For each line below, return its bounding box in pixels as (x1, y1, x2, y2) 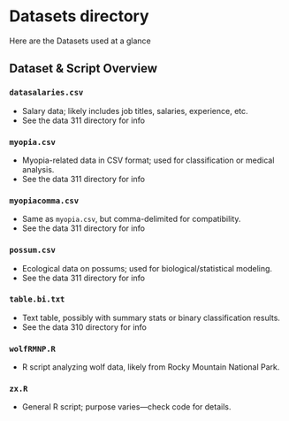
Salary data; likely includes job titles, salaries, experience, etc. (21, 105, 249, 116)
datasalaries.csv (9, 88, 84, 98)
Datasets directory (9, 6, 149, 27)
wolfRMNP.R (9, 343, 56, 354)
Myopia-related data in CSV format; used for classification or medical (21, 155, 275, 165)
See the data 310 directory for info (21, 321, 148, 333)
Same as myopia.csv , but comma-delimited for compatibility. (21, 214, 241, 225)
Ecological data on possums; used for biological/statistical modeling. (21, 263, 272, 273)
